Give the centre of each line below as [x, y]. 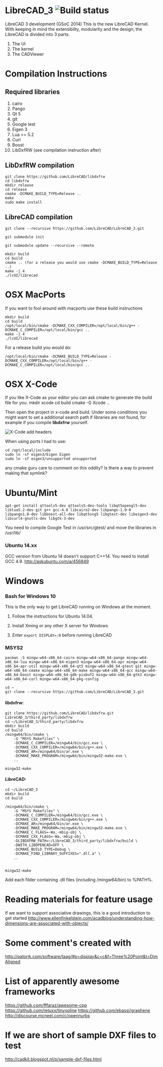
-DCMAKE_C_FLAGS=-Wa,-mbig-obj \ [48, 832]
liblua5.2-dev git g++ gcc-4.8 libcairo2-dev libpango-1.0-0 [68, 510]
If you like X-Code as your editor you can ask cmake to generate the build [79, 398]
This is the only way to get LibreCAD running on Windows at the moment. [78, 607]
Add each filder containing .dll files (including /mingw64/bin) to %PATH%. [79, 879]
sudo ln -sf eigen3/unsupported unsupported [51, 459]
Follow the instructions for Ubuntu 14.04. [53, 616]
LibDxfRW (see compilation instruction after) [57, 150]
